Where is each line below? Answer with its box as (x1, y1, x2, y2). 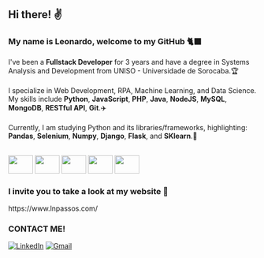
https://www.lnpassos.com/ (8, 204, 99, 213)
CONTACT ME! (8, 223, 65, 234)
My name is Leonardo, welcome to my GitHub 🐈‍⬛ (8, 36, 203, 47)
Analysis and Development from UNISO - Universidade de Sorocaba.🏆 (8, 65, 239, 75)
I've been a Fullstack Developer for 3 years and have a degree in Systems (8, 57, 250, 66)
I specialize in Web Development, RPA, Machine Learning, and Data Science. (8, 85, 257, 95)
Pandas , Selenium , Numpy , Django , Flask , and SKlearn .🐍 (8, 131, 198, 140)
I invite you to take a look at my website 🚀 (8, 185, 169, 196)
